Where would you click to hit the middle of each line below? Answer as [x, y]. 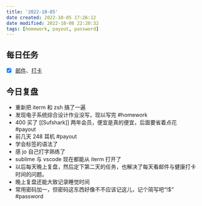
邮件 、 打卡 [29, 71]
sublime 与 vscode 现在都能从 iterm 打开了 [68, 159]
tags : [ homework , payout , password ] [52, 29]
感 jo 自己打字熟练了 [40, 151]
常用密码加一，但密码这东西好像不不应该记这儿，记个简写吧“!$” [94, 189]
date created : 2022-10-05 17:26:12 [51, 18]
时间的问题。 [31, 174]
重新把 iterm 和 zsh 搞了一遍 [50, 107]
